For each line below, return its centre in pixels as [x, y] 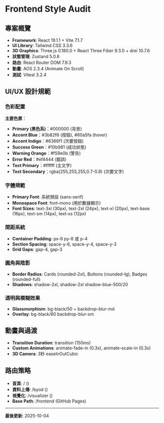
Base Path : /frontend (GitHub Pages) [49, 401]
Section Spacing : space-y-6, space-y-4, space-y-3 [64, 244]
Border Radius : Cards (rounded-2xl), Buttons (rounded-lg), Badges [80, 274]
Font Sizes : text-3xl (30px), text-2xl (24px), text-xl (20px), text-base [81, 208]
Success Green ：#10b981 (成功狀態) [49, 147]
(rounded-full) [26, 279]
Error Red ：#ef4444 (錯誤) [39, 159]
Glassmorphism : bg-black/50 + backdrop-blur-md [63, 309]
